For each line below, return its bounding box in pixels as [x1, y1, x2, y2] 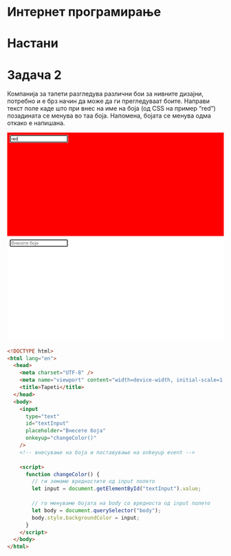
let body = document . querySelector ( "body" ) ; [32, 507, 162, 514]
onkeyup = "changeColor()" [25, 434, 97, 442]
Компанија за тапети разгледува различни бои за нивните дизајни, [7, 90, 204, 98]
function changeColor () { [25, 471, 100, 478]
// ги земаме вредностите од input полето [32, 478, 155, 485]
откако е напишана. [7, 119, 65, 127]
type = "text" [25, 413, 60, 420]
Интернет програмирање [7, 4, 162, 20]
